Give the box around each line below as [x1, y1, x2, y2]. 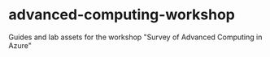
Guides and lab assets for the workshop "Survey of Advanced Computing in [8, 32, 263, 42]
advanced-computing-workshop [8, 6, 236, 24]
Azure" [8, 40, 33, 50]
